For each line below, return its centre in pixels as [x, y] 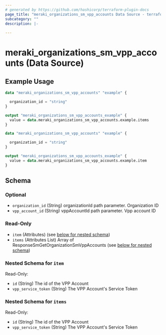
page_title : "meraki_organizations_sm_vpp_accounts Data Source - [75, 14]
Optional [16, 195]
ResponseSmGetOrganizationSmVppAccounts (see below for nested [82, 245]
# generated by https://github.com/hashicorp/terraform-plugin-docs [77, 10]
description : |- [22, 24]
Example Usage [30, 82]
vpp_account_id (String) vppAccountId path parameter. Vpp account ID [84, 211]
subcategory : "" [22, 19]
